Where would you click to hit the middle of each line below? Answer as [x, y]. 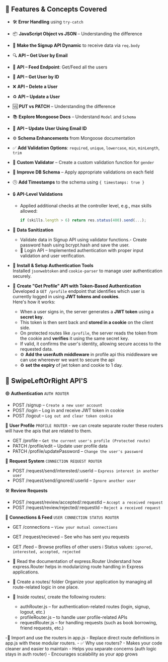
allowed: [29, 211]
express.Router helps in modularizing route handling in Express [78, 566]
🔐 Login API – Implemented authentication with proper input [82, 250]
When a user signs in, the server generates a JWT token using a [87, 311]
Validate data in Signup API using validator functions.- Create [83, 239]
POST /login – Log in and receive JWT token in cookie [68, 410]
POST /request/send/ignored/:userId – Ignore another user [74, 480]
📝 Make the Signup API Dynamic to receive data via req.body [76, 45]
